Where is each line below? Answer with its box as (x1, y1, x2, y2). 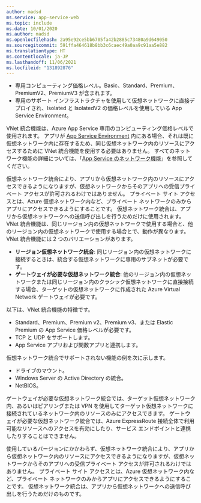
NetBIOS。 (14, 382, 42, 389)
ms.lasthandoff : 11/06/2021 (6, 59, 77, 65)
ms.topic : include (6, 20, 52, 26)
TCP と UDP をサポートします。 (14, 334, 94, 341)
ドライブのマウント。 (14, 367, 68, 374)
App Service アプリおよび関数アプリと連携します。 (14, 341, 142, 349)
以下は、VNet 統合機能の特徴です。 (6, 306, 94, 313)
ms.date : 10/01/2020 (6, 25, 58, 32)
